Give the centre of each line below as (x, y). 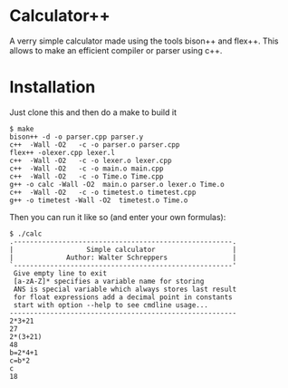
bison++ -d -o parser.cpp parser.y (77, 137)
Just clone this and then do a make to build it (93, 112)
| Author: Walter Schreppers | (123, 257)
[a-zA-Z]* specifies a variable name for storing (109, 281)
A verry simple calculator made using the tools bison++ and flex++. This (144, 41)
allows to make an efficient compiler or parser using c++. (116, 50)
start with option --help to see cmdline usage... (110, 305)
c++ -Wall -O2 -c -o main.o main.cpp (87, 169)
